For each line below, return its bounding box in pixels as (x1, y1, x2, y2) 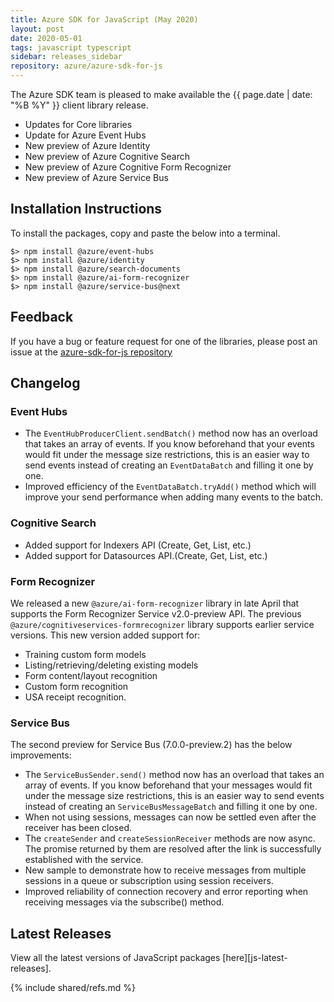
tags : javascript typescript (10, 42, 132, 53)
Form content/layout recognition (24, 669, 158, 681)
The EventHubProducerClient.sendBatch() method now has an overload (24, 427, 318, 440)
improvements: (10, 749, 72, 761)
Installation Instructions (10, 201, 163, 218)
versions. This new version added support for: (10, 629, 201, 641)
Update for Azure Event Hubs (24, 129, 147, 141)
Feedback (10, 309, 74, 326)
